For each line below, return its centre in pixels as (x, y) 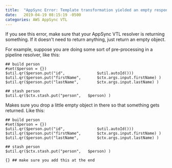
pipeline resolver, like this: (33, 55)
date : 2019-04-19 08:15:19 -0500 (43, 15)
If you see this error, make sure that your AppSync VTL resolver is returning (85, 34)
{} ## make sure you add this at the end (50, 160)
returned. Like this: (25, 111)
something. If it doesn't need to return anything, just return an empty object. (85, 39)
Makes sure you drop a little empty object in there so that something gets (82, 105)
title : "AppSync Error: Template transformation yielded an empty (79, 10)
